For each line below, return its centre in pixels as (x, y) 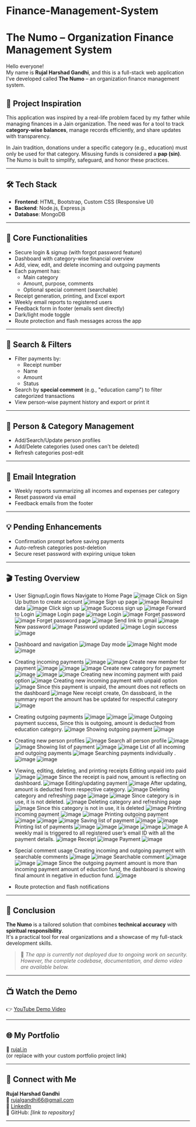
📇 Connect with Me (41, 1080)
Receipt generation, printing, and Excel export (70, 296)
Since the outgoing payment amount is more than (118, 863)
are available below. (44, 967)
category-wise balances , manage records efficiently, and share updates (94, 130)
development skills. (29, 943)
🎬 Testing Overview (43, 578)
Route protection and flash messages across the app (78, 321)
